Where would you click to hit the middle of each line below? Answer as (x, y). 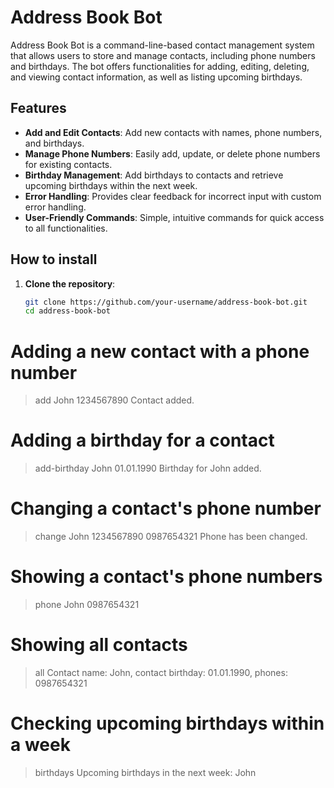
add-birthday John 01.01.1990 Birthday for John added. (148, 468)
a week (40, 745)
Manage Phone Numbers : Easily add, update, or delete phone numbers (172, 153)
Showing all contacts (99, 645)
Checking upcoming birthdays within (167, 723)
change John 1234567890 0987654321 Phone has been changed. (171, 537)
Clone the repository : (70, 283)
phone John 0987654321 (87, 605)
